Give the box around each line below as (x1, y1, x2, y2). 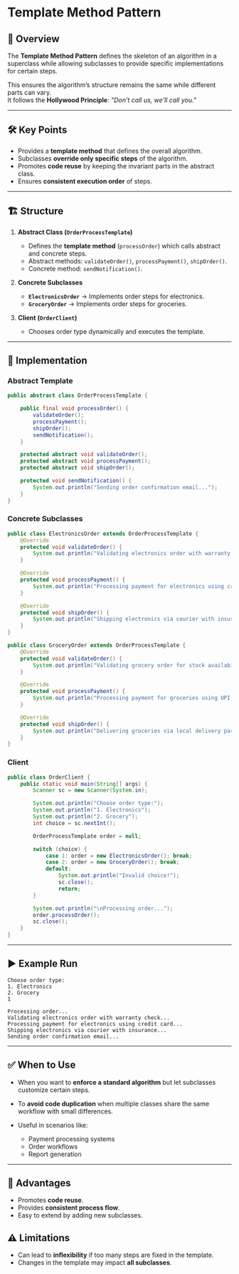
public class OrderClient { (7, 774, 91, 781)
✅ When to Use (7, 1059, 76, 1071)
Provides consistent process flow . (17, 1203, 120, 1212)
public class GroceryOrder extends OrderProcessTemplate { (7, 642, 186, 649)
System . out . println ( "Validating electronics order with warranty (33, 550, 231, 557)
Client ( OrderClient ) (17, 313, 78, 322)
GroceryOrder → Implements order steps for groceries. (28, 299, 187, 308)
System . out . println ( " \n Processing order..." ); (33, 904, 174, 912)
